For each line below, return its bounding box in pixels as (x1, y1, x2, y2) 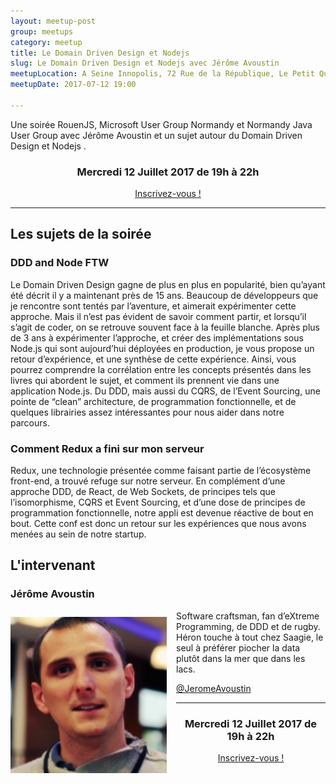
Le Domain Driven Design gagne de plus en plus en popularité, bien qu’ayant (10, 278, 326, 290)
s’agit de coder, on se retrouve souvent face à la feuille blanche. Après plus (10, 321, 320, 333)
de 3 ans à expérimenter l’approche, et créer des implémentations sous (10, 331, 304, 344)
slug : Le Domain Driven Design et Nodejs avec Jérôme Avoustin (10, 58, 280, 69)
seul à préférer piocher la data (176, 641, 301, 654)
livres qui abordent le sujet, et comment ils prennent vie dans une (10, 374, 280, 386)
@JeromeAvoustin (176, 682, 252, 694)
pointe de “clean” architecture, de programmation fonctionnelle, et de (10, 395, 297, 407)
